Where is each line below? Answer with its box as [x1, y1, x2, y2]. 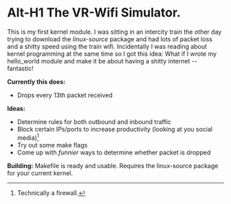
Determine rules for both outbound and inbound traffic [16, 117, 172, 125]
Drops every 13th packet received [16, 91, 113, 99]
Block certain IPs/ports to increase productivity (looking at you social [16, 125, 213, 133]
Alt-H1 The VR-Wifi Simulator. [7, 5, 181, 21]
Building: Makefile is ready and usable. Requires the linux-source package [7, 161, 219, 170]
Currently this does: [7, 77, 66, 85]
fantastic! [7, 64, 34, 72]
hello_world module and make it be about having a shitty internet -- [7, 57, 198, 65]
